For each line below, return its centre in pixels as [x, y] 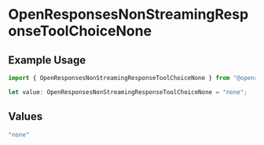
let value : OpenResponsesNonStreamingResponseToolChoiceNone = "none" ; [128, 92]
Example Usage [47, 60]
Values [26, 116]
